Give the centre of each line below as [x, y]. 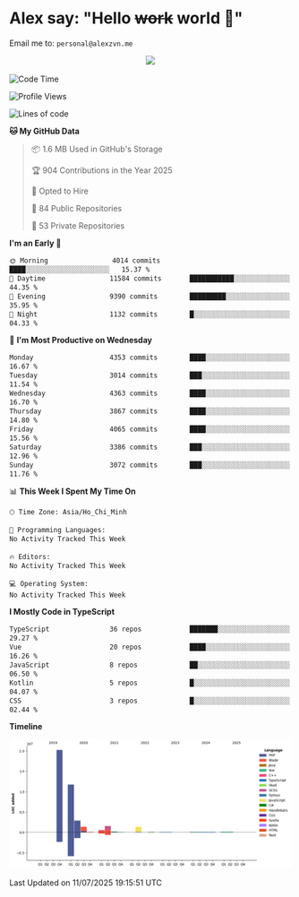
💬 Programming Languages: [57, 530]
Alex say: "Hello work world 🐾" [126, 18]
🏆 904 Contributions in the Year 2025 [102, 170]
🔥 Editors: [30, 556]
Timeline [26, 726]
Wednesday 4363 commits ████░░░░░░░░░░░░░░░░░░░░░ [150, 393]
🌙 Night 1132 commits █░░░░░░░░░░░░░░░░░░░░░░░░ [150, 314]
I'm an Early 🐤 [35, 243]
